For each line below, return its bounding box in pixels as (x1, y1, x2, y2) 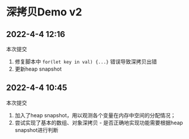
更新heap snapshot (14, 65, 62, 72)
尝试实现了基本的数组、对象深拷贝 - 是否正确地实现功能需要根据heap (14, 119, 184, 126)
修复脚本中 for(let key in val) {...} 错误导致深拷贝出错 (14, 58, 157, 65)
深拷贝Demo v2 (6, 5, 82, 19)
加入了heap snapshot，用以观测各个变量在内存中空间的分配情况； (14, 111, 176, 118)
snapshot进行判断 (14, 126, 59, 133)
